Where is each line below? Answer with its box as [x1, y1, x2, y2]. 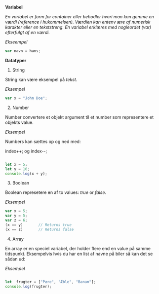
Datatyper [5, 57, 27, 63]
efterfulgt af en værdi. [5, 30, 50, 35]
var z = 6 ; [5, 218, 28, 223]
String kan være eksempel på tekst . [5, 76, 78, 82]
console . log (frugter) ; [5, 284, 52, 289]
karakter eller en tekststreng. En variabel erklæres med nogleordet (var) [5, 24, 152, 30]
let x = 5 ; [5, 162, 28, 167]
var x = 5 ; [5, 209, 28, 214]
